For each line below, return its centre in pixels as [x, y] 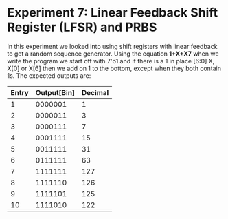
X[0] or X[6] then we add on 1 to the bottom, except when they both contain [114, 68]
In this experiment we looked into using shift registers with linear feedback [112, 46]
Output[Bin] [55, 92]
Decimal [95, 92]
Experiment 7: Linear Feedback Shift [113, 13]
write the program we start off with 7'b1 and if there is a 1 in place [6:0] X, [111, 61]
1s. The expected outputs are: [49, 75]
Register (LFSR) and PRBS [82, 27]
